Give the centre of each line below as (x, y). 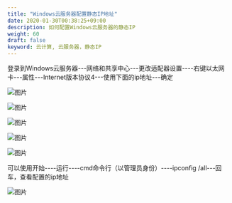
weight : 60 (23, 34)
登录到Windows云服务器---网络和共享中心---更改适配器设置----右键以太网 (116, 68)
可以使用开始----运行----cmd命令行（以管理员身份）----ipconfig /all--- (111, 168)
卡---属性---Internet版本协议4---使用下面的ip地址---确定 (90, 77)
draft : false (27, 41)
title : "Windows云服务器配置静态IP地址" (62, 14)
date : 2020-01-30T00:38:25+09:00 (57, 21)
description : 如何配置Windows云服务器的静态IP (72, 27)
